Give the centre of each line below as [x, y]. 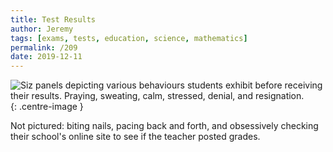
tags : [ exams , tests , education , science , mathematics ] [129, 38]
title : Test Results [53, 19]
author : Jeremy [42, 29]
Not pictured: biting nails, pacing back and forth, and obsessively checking [164, 126]
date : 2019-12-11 [46, 57]
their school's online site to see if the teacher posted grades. [135, 137]
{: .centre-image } [47, 107]
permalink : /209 [44, 47]
